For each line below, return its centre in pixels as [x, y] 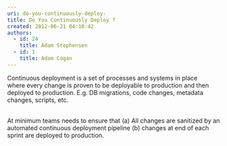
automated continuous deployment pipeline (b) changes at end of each [108, 127]
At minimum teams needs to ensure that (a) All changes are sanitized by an [114, 121]
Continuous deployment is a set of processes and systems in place [102, 78]
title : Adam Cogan [46, 59]
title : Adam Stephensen [54, 45]
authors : [20, 33]
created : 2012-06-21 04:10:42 [51, 26]
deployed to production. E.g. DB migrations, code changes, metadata [105, 92]
